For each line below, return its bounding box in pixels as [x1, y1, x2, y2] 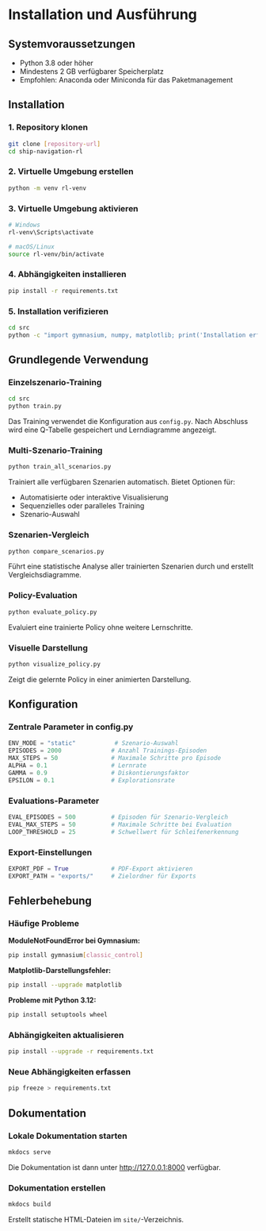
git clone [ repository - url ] [8, 140, 101, 148]
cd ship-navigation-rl [8, 147, 83, 156]
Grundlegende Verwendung [8, 353, 149, 367]
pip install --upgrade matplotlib [8, 981, 123, 990]
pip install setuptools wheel [8, 1011, 108, 1019]
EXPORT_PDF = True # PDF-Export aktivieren [8, 864, 193, 873]
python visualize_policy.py [8, 660, 101, 668]
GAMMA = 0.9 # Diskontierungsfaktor [8, 769, 190, 777]
